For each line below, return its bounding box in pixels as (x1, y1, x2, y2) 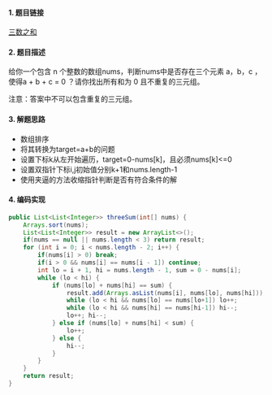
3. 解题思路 (8, 115, 46, 124)
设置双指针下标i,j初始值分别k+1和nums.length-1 (19, 164, 178, 174)
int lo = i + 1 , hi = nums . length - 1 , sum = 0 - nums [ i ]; (37, 266, 242, 274)
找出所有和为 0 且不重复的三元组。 (89, 77, 205, 87)
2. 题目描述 (8, 47, 46, 57)
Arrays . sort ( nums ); (23, 220, 89, 229)
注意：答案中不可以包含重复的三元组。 (8, 94, 136, 104)
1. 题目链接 (8, 7, 45, 17)
